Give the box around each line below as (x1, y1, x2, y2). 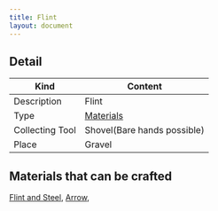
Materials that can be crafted (9, 168, 173, 184)
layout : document (9, 21, 74, 30)
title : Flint (9, 12, 58, 22)
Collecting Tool (13, 124, 77, 137)
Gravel (84, 138, 113, 151)
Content (127, 81, 162, 93)
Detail (9, 54, 43, 69)
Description (13, 95, 62, 107)
